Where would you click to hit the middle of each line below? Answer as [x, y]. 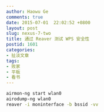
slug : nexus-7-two [28, 34]
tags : [13, 61]
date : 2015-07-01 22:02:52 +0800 [48, 22]
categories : [21, 50]
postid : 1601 [22, 45]
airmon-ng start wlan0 [34, 94]
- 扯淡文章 [18, 55]
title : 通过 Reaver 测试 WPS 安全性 [48, 39]
